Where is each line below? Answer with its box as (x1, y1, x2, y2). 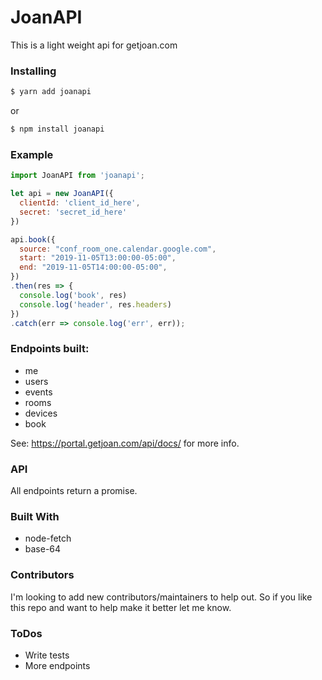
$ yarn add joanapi (10, 87, 92, 97)
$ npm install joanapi (10, 124, 105, 135)
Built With (10, 509, 60, 523)
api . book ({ (10, 234, 56, 245)
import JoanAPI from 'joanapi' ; (10, 171, 145, 181)
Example (10, 147, 54, 161)
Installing (10, 64, 57, 78)
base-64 (24, 543, 62, 555)
